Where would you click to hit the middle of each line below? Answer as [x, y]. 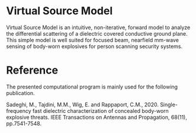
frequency [19, 110]
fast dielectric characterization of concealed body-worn [100, 110]
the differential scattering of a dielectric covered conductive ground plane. [97, 33]
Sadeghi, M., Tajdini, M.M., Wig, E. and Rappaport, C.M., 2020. [82, 104]
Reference [32, 70]
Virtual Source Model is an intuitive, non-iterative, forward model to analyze [98, 27]
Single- [168, 104]
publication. [20, 93]
